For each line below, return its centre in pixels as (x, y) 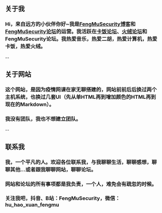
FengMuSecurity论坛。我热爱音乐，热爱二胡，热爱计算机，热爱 (81, 39)
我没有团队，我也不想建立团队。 (43, 119)
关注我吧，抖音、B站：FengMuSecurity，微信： (63, 198)
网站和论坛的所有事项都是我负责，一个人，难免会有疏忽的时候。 (81, 184)
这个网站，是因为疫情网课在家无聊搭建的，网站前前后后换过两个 (81, 89)
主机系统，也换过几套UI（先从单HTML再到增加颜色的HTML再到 (81, 97)
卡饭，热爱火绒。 (25, 46)
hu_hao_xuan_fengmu (32, 205)
